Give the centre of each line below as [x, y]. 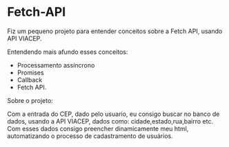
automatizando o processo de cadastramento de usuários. [90, 136]
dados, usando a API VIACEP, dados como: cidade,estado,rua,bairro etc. [110, 121]
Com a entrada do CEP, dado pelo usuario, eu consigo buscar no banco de [113, 114]
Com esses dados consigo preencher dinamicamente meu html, [98, 128]
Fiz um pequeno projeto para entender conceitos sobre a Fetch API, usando [115, 31]
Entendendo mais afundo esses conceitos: [68, 52]
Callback [30, 79]
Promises [30, 72]
